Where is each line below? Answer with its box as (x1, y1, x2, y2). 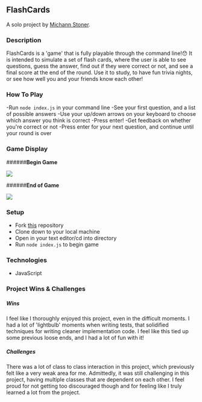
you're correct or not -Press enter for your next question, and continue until (6, 123, 194, 130)
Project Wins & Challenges (6, 285, 86, 293)
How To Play (6, 91, 43, 99)
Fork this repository (14, 222, 64, 229)
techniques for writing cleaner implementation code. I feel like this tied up (6, 328, 189, 335)
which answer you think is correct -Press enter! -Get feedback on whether (6, 117, 191, 124)
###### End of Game (6, 181, 59, 189)
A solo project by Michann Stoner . (6, 21, 90, 28)
